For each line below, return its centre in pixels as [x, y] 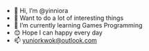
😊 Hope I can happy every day [58, 32]
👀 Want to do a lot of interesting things [69, 18]
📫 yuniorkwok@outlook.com [55, 40]
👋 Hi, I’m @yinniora [41, 11]
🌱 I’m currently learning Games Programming [78, 25]
